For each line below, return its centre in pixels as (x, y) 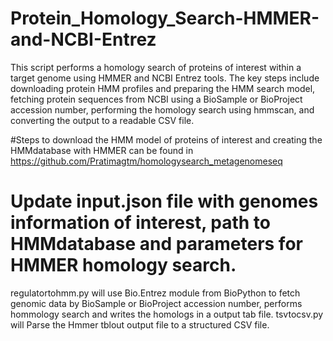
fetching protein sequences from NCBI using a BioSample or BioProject (156, 99)
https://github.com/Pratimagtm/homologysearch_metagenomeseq (146, 161)
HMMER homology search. (123, 265)
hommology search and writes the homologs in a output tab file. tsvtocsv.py (167, 314)
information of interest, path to (141, 223)
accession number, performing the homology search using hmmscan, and (162, 109)
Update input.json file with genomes (164, 201)
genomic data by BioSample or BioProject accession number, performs (156, 303)
